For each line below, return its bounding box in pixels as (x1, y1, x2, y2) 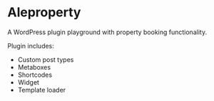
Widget (17, 78, 39, 86)
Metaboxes (17, 63, 51, 71)
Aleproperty (7, 4, 81, 21)
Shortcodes (17, 70, 52, 79)
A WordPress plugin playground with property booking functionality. (7, 28, 208, 36)
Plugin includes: (7, 41, 55, 50)
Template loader (17, 85, 66, 94)
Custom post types (17, 55, 74, 64)
